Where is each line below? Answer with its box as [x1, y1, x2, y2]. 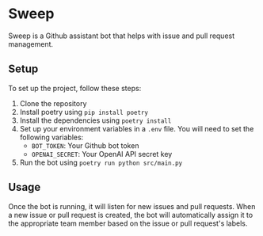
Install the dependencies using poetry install [19, 116, 172, 125]
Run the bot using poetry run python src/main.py [19, 158, 183, 167]
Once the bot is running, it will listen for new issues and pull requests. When [8, 201, 256, 211]
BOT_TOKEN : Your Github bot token [31, 140, 139, 150]
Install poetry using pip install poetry [19, 107, 149, 116]
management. [8, 39, 54, 48]
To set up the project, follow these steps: [8, 83, 142, 93]
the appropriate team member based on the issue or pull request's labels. [8, 219, 248, 228]
